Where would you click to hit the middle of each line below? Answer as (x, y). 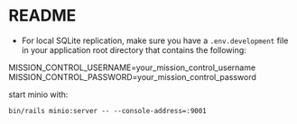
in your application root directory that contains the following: (134, 49)
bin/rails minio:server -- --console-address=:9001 (107, 111)
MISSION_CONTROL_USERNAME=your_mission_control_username (132, 67)
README (42, 16)
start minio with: (38, 94)
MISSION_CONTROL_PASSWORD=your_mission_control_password (132, 76)
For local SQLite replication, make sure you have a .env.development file (155, 40)
